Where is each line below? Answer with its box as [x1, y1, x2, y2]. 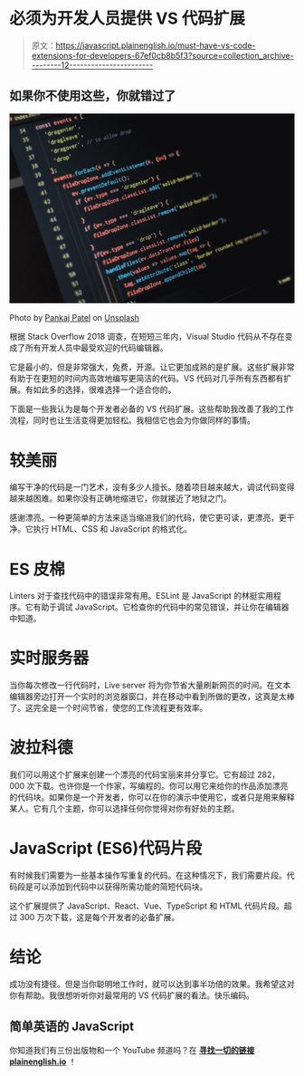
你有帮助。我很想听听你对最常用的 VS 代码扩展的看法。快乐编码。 [9, 990, 255, 1001]
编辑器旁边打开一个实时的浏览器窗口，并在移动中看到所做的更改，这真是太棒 [9, 691, 295, 702]
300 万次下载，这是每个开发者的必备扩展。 [19, 912, 180, 923]
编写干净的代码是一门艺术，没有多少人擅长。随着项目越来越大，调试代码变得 [9, 482, 295, 493]
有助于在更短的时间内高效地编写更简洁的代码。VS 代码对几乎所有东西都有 [9, 373, 284, 384]
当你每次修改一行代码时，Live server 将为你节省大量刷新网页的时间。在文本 [9, 680, 291, 691]
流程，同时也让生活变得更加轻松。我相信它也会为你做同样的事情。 [9, 415, 255, 426]
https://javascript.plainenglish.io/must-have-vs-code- [55, 40, 256, 51]
